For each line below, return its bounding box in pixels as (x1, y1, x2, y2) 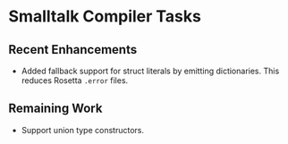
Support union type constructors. (21, 124, 145, 135)
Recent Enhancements (8, 42, 138, 57)
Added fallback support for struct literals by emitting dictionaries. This (21, 65, 280, 76)
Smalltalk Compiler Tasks (8, 6, 202, 27)
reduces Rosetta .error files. (21, 75, 129, 86)
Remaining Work (8, 101, 103, 116)
